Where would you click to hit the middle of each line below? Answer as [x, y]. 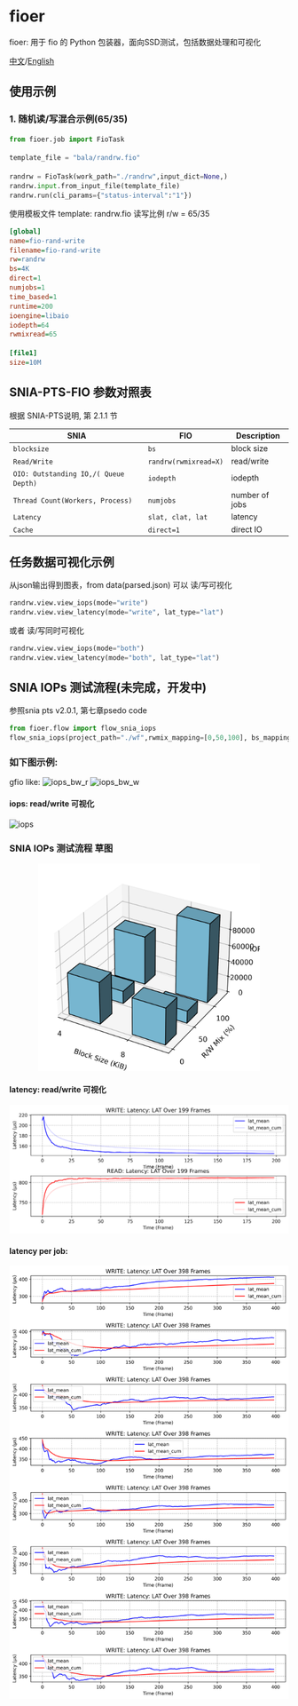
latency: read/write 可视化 [58, 1089]
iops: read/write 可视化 [52, 803]
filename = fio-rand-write [55, 250]
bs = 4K [19, 269]
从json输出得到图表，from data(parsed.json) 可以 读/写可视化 [121, 585]
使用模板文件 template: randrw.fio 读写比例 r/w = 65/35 [110, 213]
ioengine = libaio [39, 316]
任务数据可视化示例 [62, 562]
